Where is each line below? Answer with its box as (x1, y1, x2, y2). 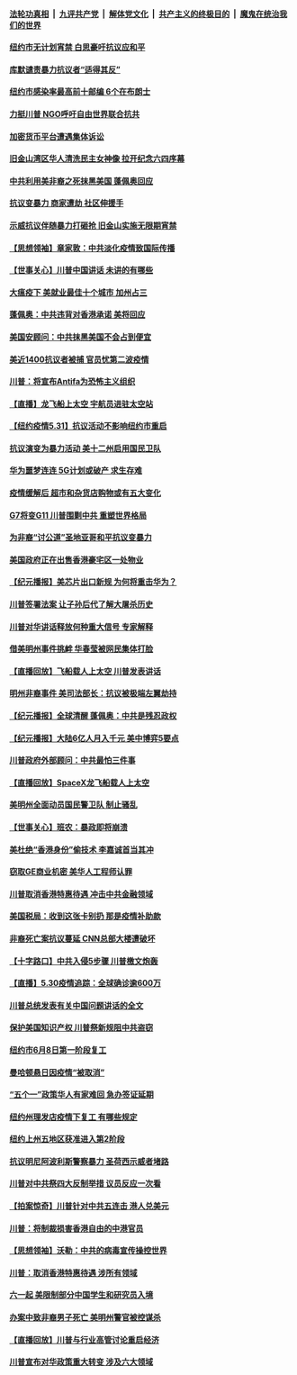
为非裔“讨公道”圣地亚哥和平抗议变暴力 (9, 532, 153, 543)
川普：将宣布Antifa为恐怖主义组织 (9, 376, 136, 387)
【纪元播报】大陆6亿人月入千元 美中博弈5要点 (9, 732, 180, 743)
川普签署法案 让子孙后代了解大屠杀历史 (9, 599, 154, 610)
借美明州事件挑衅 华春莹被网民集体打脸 (9, 644, 154, 655)
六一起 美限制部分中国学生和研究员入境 (9, 1289, 154, 1300)
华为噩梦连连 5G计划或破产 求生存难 (9, 465, 142, 476)
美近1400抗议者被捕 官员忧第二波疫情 (9, 354, 149, 365)
